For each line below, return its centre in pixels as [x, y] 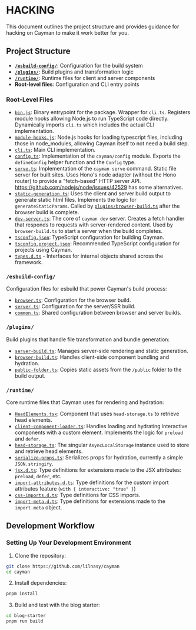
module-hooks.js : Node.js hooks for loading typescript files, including [98, 137]
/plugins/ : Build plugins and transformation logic [74, 72]
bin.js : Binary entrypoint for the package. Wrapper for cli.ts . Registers [102, 112]
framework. [29, 262]
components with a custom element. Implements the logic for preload [99, 432]
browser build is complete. [47, 212]
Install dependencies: [41, 583]
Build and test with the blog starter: [57, 605]
